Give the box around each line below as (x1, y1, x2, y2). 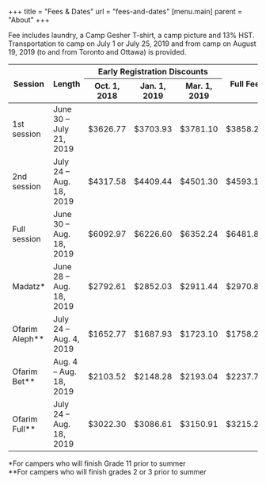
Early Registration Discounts (97, 67, 208, 77)
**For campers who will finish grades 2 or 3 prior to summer (8, 467, 207, 476)
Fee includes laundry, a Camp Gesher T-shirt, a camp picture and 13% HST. (8, 31, 255, 40)
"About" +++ (8, 15, 50, 25)
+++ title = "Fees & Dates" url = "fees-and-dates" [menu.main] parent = (8, 7, 243, 16)
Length (52, 78, 81, 90)
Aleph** (12, 333, 45, 344)
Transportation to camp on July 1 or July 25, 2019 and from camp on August (8, 39, 256, 48)
